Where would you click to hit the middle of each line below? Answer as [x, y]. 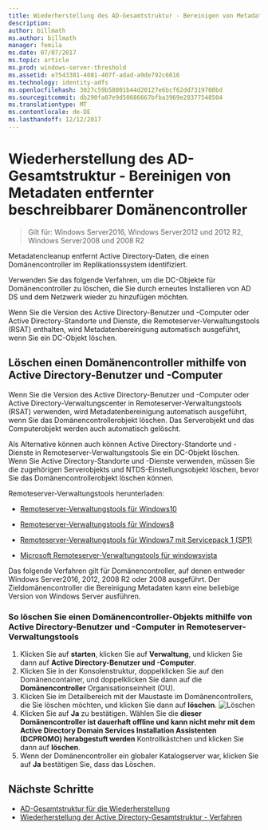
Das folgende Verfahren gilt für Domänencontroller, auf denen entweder [126, 571]
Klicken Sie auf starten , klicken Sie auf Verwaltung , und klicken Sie [131, 654]
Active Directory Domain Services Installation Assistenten [118, 730]
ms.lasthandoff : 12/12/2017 [55, 120]
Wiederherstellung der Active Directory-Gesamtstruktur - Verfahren [131, 817]
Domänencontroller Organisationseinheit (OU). [97, 688]
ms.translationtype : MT [48, 105]
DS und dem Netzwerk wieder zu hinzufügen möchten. [99, 297]
